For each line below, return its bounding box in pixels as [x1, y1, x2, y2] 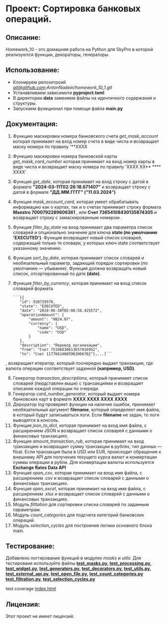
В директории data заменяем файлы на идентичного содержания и [12, 95, 156, 101]
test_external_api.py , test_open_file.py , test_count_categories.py [5, 571, 143, 577]
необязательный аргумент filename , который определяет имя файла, [12, 406, 161, 412]
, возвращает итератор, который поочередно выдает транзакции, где [5, 360, 153, 366]
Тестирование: [5, 542, 55, 551]
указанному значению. [12, 245, 62, 251]
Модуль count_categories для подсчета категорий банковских [12, 511, 144, 518]
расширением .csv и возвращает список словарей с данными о [12, 475, 149, 481]
